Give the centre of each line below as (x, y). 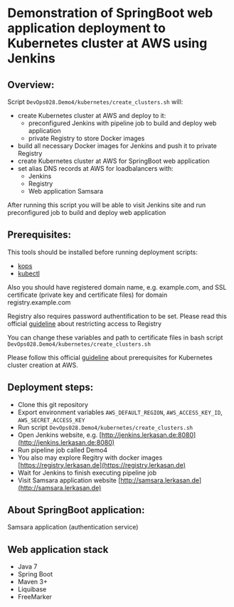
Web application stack (58, 549)
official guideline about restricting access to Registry (85, 323)
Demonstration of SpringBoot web (110, 13)
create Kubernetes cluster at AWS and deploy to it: (92, 116)
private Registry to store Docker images (86, 138)
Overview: (31, 84)
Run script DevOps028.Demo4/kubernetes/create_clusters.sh (105, 427)
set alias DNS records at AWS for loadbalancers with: (96, 168)
